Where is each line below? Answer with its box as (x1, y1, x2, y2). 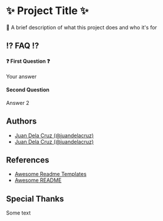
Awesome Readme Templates (14, 171, 87, 178)
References (6, 155, 49, 165)
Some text (6, 209, 31, 216)
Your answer (6, 73, 37, 80)
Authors (6, 116, 37, 127)
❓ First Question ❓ (6, 57, 51, 64)
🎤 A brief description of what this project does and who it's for (6, 23, 157, 30)
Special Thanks (6, 193, 64, 203)
